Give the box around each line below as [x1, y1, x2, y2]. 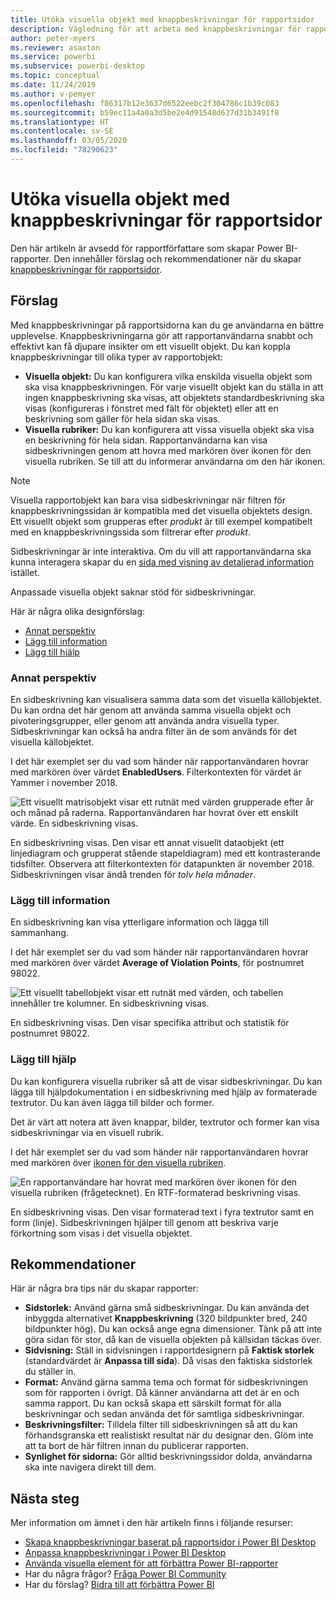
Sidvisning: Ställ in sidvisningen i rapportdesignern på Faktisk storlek [24, 1344, 315, 1356]
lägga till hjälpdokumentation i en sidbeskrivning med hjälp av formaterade [10, 1086, 318, 1098]
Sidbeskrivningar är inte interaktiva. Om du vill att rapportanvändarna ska [10, 545, 312, 557]
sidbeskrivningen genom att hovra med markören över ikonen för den [24, 444, 312, 456]
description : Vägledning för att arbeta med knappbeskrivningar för [10, 24, 302, 34]
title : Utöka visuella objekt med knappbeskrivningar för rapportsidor [10, 14, 315, 25]
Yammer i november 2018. [10, 776, 118, 788]
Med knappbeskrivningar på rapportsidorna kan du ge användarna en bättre [10, 319, 325, 331]
